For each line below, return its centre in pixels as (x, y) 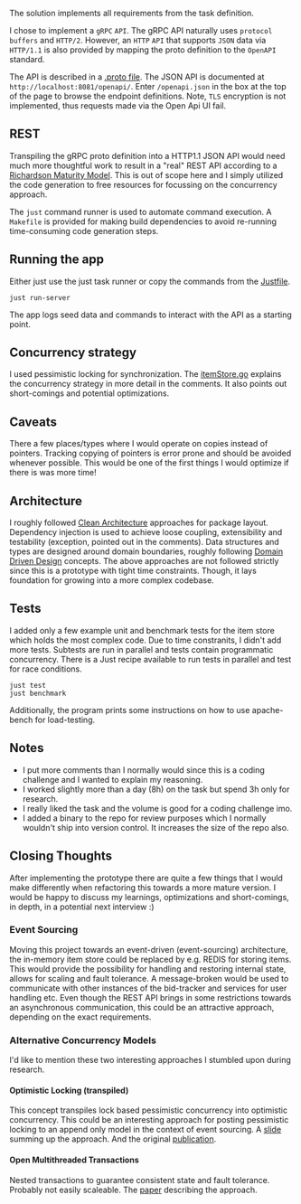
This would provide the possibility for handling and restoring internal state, (148, 969)
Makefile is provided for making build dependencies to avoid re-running (143, 221)
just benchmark (38, 693)
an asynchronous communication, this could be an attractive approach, (142, 1007)
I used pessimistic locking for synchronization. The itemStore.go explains (146, 374)
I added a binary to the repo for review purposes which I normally (144, 818)
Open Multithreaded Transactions (74, 1160)
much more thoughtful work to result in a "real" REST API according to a (143, 165)
